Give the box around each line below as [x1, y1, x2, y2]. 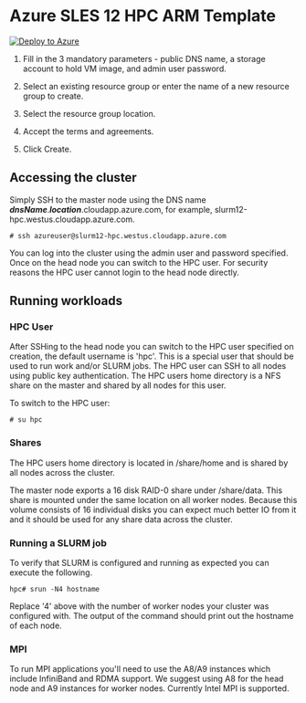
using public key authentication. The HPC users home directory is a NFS [9, 371, 281, 382]
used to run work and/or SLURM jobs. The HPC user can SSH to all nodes [9, 361, 287, 372]
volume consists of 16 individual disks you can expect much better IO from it [9, 504, 297, 515]
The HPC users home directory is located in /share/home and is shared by [9, 457, 289, 468]
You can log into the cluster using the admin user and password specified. [9, 247, 289, 258]
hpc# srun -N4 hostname [9, 585, 100, 594]
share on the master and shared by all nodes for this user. [9, 380, 227, 391]
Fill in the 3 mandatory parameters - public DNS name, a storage [22, 53, 267, 64]
